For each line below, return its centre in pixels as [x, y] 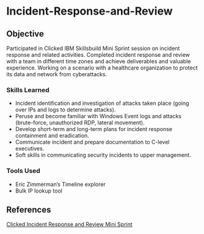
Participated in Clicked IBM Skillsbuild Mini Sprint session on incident [93, 48]
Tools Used [24, 171]
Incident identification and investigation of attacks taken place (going [102, 103]
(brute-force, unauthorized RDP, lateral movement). [80, 122]
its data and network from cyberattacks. [57, 74]
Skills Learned [28, 90]
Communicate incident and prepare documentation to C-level [92, 142]
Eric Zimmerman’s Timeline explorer [60, 184]
